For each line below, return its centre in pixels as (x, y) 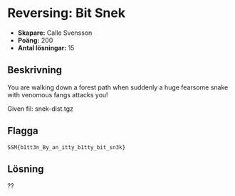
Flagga (23, 131)
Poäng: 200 (35, 40)
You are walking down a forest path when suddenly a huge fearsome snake (118, 87)
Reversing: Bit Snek (67, 13)
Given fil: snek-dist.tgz (40, 109)
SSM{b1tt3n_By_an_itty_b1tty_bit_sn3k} (67, 147)
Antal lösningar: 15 (46, 48)
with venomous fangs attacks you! (58, 94)
